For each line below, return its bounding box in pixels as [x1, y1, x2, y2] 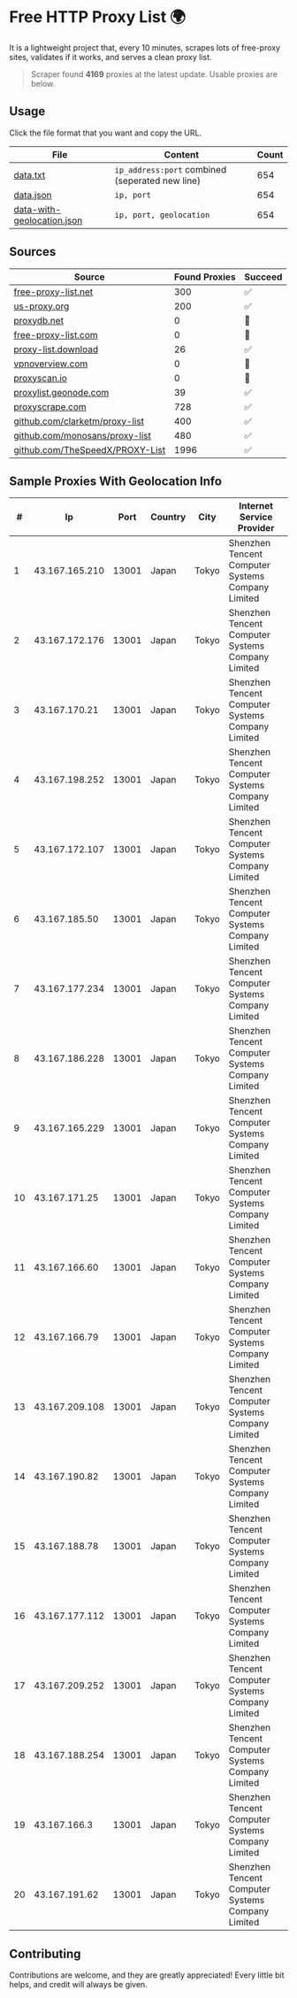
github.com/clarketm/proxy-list [13, 415, 144, 427]
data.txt [13, 169, 46, 181]
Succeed [244, 271, 283, 283]
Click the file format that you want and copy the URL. [9, 127, 202, 138]
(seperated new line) [114, 174, 202, 187]
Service [239, 511, 273, 523]
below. [30, 78, 56, 88]
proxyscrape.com [13, 400, 87, 412]
